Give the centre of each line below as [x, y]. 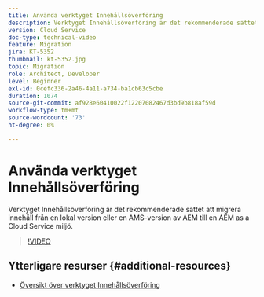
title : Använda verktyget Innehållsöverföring [86, 15]
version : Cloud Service [47, 30]
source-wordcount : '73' [47, 118]
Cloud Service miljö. [40, 225]
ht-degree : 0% [31, 125]
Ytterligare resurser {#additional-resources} [120, 266]
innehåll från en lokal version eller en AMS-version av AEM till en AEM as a [129, 218]
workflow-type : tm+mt [44, 111]
